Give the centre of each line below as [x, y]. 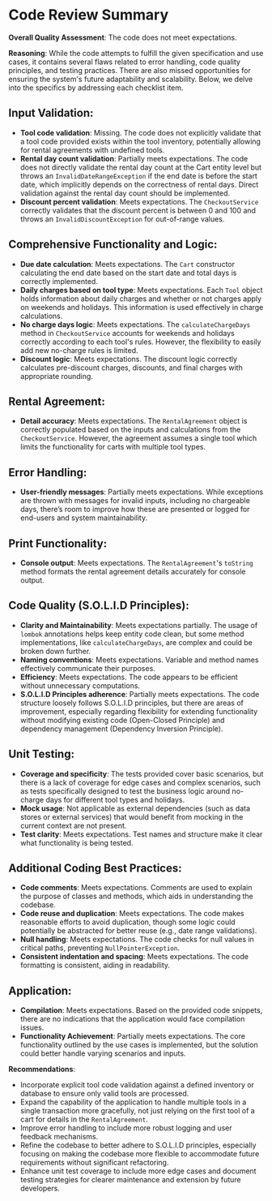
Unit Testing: [42, 754]
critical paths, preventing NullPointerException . [100, 948]
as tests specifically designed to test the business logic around [125, 791]
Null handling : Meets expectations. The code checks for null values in [137, 940]
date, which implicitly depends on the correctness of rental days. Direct [139, 184]
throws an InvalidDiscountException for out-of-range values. [122, 219]
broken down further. [55, 651]
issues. [32, 1027]
